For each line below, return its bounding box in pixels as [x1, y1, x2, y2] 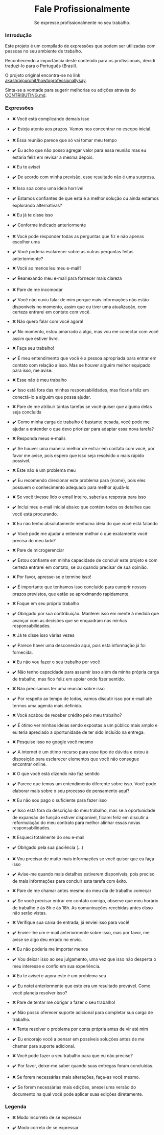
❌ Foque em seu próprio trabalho [12, 600, 79, 606]
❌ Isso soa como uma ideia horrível [12, 185, 84, 191]
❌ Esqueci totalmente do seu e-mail [12, 834, 85, 840]
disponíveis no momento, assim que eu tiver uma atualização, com [12, 304, 147, 310]
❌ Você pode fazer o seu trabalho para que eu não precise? [12, 1052, 133, 1059]
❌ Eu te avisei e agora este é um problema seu [12, 972, 107, 978]
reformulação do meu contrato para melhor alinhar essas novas [12, 820, 141, 825]
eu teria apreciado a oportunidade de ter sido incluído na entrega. [12, 729, 145, 735]
